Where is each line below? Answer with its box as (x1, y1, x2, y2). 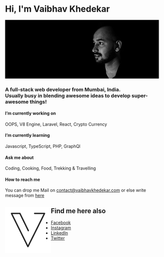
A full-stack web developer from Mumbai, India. (5, 86, 121, 93)
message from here (5, 193, 45, 198)
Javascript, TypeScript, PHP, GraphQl (5, 143, 81, 150)
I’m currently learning (5, 132, 50, 138)
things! (29, 98, 47, 105)
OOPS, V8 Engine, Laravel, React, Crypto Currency (5, 121, 107, 127)
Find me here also (51, 207, 106, 215)
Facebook (51, 220, 71, 226)
